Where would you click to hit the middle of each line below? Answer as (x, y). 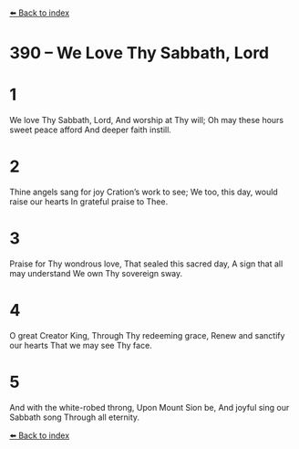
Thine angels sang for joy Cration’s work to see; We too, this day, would (144, 192)
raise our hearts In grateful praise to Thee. (89, 202)
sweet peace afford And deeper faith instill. (90, 130)
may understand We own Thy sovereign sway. (96, 273)
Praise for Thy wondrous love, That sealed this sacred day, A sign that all (146, 264)
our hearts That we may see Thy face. (81, 345)
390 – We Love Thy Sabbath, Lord (139, 53)
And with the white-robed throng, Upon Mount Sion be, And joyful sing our (149, 407)
